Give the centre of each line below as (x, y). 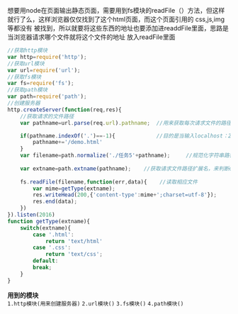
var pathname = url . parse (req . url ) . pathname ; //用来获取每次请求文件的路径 (126, 123)
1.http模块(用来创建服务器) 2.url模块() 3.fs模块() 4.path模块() (96, 303)
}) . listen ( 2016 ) (31, 215)
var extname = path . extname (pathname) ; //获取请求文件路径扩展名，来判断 (125, 169)
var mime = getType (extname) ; (74, 189)
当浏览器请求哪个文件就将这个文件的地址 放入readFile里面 (91, 37)
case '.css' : (52, 248)
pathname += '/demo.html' (68, 142)
